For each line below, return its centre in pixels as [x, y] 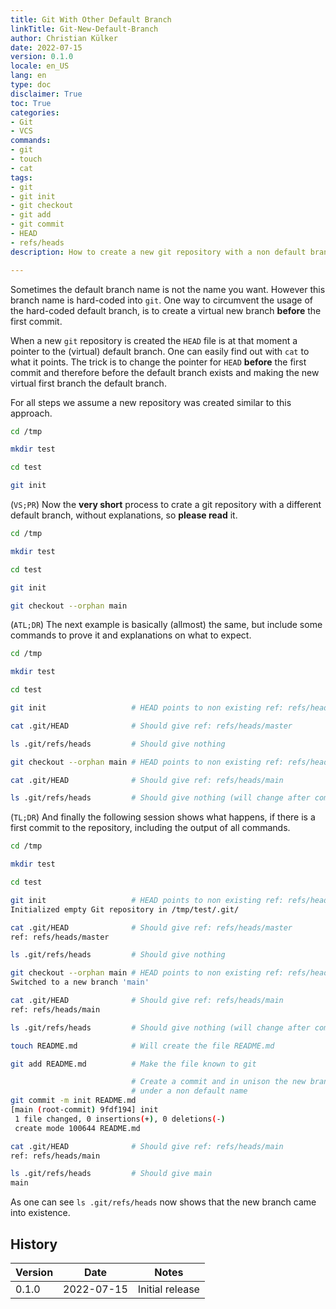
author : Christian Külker [64, 38]
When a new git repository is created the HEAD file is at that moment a [154, 340]
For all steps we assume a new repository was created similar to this [151, 402]
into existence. [40, 1213]
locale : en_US [40, 66]
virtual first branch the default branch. [88, 383]
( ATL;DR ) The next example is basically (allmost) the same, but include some [166, 625]
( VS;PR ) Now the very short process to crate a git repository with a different [166, 504]
